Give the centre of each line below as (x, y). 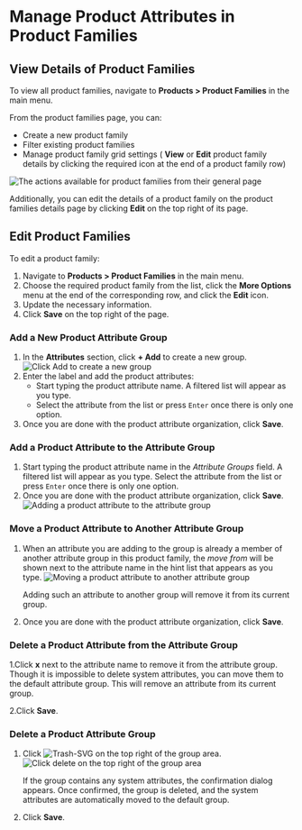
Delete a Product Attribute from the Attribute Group (124, 644)
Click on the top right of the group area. (122, 753)
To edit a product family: (55, 258)
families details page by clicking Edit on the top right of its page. (129, 208)
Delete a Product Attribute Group (82, 734)
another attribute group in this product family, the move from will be (148, 558)
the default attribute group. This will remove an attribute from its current (143, 684)
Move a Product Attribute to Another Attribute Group (127, 529)
